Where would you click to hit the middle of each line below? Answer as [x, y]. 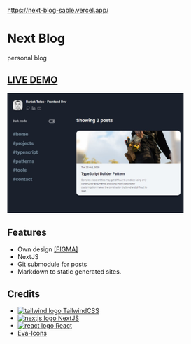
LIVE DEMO [33, 80]
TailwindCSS [81, 311]
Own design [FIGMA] [48, 249]
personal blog [27, 58]
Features [27, 232]
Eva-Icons [32, 333]
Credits [24, 294]
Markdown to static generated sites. [69, 272]
